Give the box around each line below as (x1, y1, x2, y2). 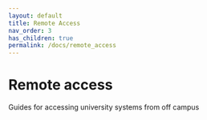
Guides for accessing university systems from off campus (8, 102, 200, 112)
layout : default (8, 11, 63, 20)
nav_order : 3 (8, 26, 52, 34)
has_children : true (8, 34, 74, 42)
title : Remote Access (8, 19, 81, 27)
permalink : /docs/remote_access (8, 42, 116, 50)
